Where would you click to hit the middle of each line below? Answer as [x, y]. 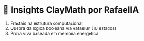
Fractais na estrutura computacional [46, 23]
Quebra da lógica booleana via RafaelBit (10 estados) [63, 28]
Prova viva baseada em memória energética [54, 33]
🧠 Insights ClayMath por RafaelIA [71, 10]
